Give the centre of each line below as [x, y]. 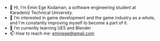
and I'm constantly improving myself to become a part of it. [69, 23]
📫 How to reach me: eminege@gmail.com [52, 33]
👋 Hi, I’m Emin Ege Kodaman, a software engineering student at [73, 7]
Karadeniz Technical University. [41, 13]
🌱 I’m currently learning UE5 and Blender [50, 28]
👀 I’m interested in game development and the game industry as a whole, [82, 18]
